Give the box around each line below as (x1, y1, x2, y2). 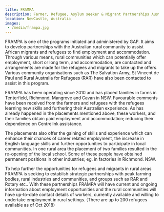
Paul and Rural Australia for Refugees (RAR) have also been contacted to (5, 75, 151, 81)
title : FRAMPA (5, 7, 34, 12)
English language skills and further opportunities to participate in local (5, 141, 146, 147)
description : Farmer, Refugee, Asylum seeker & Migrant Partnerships (5, 12, 150, 17)
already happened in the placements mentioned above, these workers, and (5, 110, 156, 116)
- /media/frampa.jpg (7, 25, 49, 30)
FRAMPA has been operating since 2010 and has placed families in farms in (5, 90, 157, 96)
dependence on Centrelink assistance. (5, 121, 82, 127)
